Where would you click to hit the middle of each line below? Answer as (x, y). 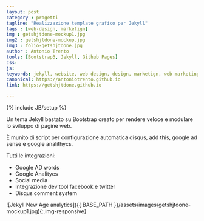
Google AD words (37, 167)
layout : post (23, 12)
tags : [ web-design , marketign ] (47, 29)
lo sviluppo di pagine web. (39, 126)
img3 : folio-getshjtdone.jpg (45, 46)
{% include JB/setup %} (36, 107)
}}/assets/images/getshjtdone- (152, 205)
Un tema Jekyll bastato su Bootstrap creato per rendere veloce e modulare (100, 119)
